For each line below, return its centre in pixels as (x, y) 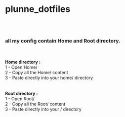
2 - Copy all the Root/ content (35, 104)
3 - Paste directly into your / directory (43, 109)
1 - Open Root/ (20, 99)
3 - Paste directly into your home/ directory (49, 78)
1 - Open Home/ (21, 67)
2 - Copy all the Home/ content (37, 73)
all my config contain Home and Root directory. (63, 40)
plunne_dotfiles (38, 9)
